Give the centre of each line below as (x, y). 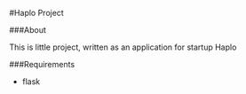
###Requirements (42, 64)
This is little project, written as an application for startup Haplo (123, 47)
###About (28, 30)
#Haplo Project (36, 13)
